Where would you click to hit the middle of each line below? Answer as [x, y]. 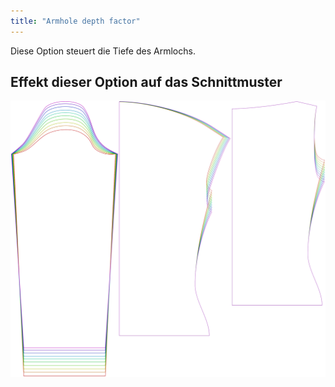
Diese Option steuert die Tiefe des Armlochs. [103, 51]
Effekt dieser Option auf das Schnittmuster [146, 82]
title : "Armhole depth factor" [75, 21]
